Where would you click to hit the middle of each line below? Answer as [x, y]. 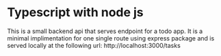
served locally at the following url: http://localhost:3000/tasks [94, 45]
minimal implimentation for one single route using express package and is [111, 38]
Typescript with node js [75, 12]
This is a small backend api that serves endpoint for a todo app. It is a [105, 31]
